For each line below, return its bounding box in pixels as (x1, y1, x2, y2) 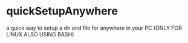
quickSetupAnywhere (6, 4, 118, 18)
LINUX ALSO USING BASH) (6, 30, 74, 38)
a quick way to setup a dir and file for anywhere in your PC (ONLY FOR (6, 24, 183, 31)
